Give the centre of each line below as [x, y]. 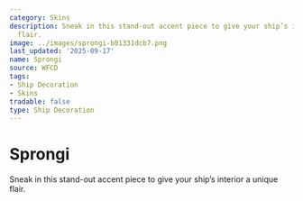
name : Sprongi [36, 59]
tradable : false [40, 101]
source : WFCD [34, 69]
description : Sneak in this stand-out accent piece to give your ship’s [149, 26]
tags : [19, 77]
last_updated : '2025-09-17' [62, 51]
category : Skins [40, 18]
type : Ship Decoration [52, 110]
